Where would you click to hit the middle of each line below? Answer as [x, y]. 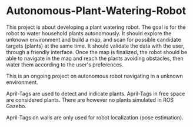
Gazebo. [16, 106]
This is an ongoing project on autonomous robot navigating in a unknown [95, 76]
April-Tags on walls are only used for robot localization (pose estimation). [95, 117]
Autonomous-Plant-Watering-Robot [96, 11]
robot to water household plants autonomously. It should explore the [89, 33]
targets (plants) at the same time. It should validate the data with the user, [95, 46]
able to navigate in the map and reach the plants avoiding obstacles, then [95, 58]
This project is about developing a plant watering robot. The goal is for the [96, 27]
